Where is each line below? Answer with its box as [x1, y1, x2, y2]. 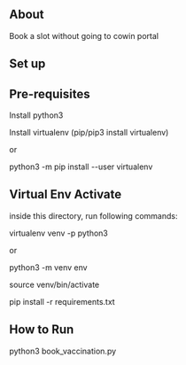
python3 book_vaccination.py [9, 346, 117, 356]
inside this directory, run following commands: [9, 210, 178, 221]
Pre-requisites [9, 86, 90, 101]
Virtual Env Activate [9, 187, 122, 202]
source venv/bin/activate [9, 279, 100, 290]
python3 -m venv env [9, 261, 88, 273]
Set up [9, 57, 46, 72]
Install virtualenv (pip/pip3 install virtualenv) [9, 128, 169, 138]
